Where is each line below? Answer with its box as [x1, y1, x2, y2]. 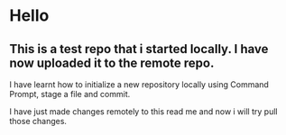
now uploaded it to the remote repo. [9, 55, 215, 70]
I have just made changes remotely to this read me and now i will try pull [9, 106, 278, 117]
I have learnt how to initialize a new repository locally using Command [9, 79, 269, 90]
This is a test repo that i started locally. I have [9, 41, 269, 57]
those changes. [9, 116, 68, 126]
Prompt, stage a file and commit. [9, 89, 131, 99]
